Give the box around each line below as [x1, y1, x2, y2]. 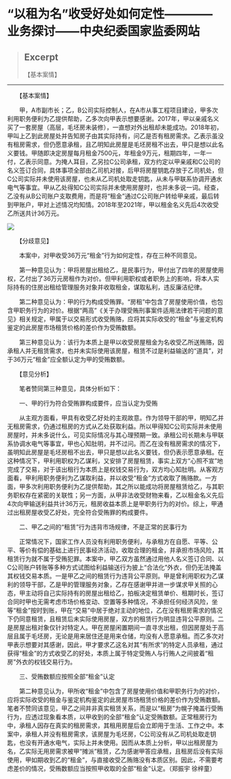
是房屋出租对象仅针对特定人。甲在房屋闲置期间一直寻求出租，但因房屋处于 [7, 624, 218, 631]
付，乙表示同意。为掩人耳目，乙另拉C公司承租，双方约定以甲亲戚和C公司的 [7, 157, 221, 166]
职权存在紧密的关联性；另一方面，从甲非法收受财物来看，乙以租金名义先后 [12, 491, 224, 499]
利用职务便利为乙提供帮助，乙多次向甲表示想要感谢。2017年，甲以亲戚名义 [7, 115, 219, 122]
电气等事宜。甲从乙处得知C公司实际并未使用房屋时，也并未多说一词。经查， [7, 184, 223, 191]
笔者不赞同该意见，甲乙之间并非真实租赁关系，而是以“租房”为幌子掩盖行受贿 [7, 704, 223, 712]
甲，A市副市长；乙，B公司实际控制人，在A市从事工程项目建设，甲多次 [19, 106, 219, 114]
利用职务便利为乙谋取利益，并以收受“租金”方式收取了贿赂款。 [30, 474, 206, 482]
